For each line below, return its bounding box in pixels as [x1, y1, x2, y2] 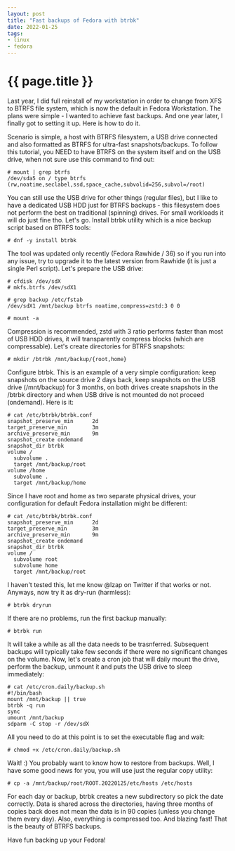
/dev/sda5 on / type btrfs [7, 175, 86, 182]
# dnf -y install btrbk [7, 237, 77, 244]
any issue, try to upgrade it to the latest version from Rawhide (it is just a [7, 256, 217, 265]
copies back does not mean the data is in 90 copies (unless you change [7, 807, 215, 815]
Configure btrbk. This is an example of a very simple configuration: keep [7, 367, 217, 377]
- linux [7, 37, 30, 44]
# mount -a [7, 315, 39, 322]
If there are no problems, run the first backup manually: [7, 614, 167, 622]
